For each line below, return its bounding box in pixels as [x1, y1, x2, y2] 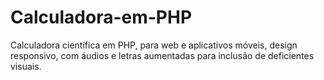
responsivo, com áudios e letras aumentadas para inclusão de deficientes [10, 49, 315, 61]
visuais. [10, 60, 42, 72]
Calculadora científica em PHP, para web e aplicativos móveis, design [10, 39, 298, 51]
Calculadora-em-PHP [10, 6, 193, 29]
